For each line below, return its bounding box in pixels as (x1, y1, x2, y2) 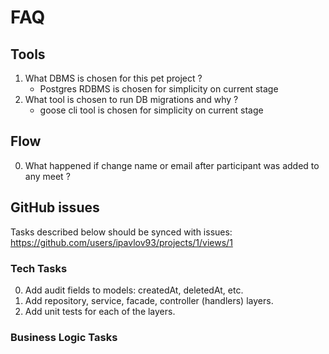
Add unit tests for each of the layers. (24, 305, 176, 317)
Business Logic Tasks (10, 330, 118, 344)
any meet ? (24, 170, 71, 182)
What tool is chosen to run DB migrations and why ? (24, 94, 239, 105)
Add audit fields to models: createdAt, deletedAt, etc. (24, 284, 244, 296)
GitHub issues (10, 199, 100, 216)
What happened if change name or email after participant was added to (24, 159, 320, 171)
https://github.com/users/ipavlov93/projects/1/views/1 (10, 236, 233, 248)
